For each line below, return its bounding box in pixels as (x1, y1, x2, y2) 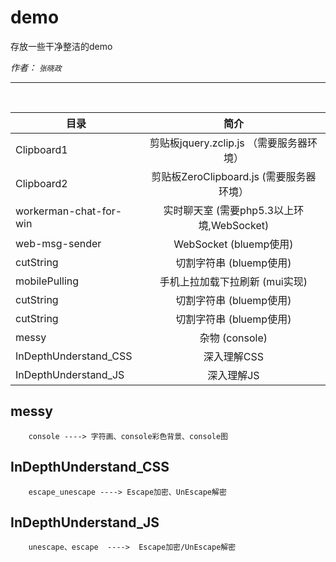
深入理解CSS (203, 349, 264, 363)
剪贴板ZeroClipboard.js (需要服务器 (151, 169, 317, 183)
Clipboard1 (15, 142, 68, 156)
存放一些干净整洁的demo (10, 40, 113, 52)
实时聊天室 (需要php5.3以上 (163, 203, 295, 217)
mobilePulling (15, 274, 80, 288)
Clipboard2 (15, 176, 68, 190)
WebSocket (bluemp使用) (173, 237, 294, 251)
